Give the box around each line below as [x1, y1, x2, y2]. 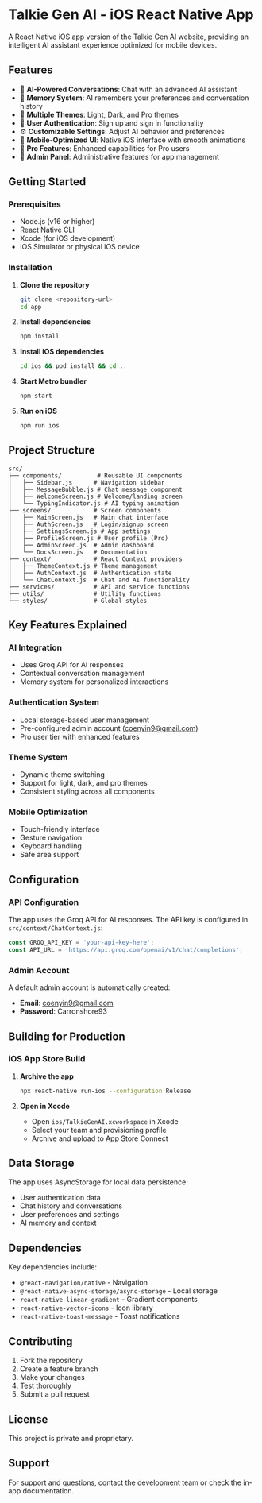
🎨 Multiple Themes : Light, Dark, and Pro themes [19, 110, 179, 119]
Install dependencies [19, 317, 91, 326]
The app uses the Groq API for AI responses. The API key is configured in [8, 915, 249, 925]
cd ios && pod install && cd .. [19, 362, 127, 370]
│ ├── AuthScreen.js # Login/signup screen [8, 520, 169, 528]
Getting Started [8, 175, 87, 188]
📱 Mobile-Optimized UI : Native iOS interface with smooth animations [19, 135, 246, 145]
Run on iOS [19, 407, 58, 416]
